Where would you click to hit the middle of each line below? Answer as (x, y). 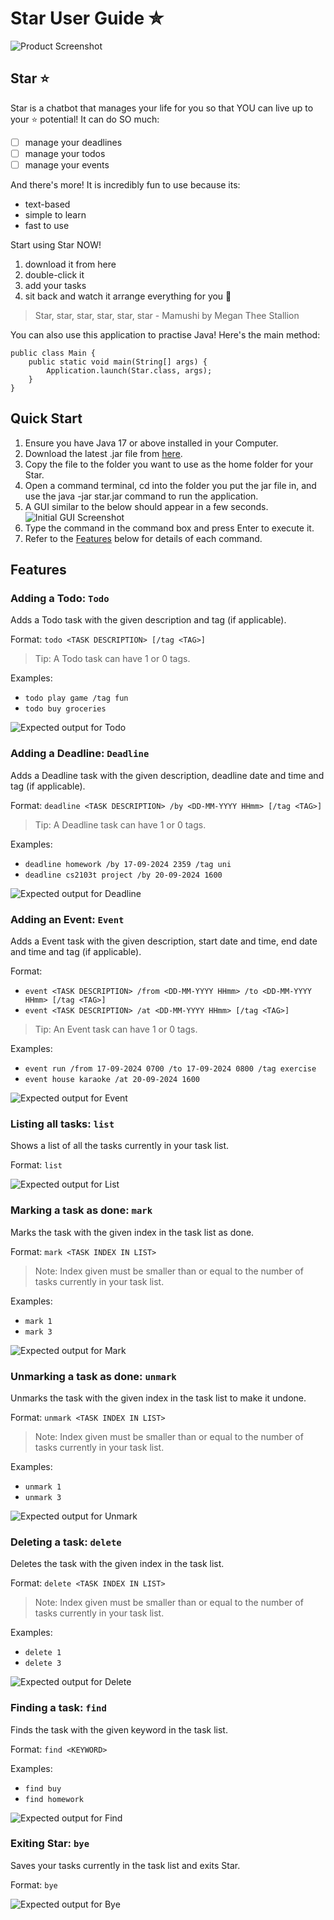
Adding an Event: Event (67, 919)
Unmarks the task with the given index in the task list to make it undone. (158, 1398)
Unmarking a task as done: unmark (93, 1376)
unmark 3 (43, 1497)
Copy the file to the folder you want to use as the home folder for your (169, 464)
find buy (43, 1788)
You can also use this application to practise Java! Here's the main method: (165, 334)
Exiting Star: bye (50, 1844)
